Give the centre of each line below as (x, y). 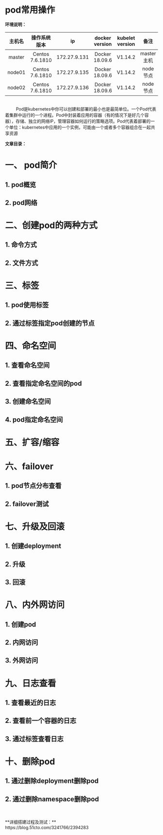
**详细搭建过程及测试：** (31, 822)
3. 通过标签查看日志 (34, 739)
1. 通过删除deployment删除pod (52, 781)
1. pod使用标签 (27, 305)
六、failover (29, 466)
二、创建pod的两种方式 (51, 226)
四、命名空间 (31, 346)
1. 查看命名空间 (27, 365)
